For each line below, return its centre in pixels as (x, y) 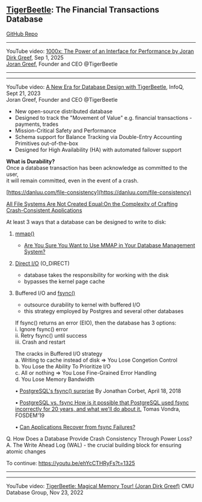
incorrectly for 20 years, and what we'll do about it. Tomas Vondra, (97, 409)
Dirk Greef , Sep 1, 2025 (35, 57)
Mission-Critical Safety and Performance (66, 130)
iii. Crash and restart (40, 342)
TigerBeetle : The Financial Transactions (83, 10)
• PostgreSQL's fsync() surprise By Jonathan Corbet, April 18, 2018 (98, 391)
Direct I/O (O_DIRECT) (42, 263)
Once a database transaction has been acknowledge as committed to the (97, 167)
